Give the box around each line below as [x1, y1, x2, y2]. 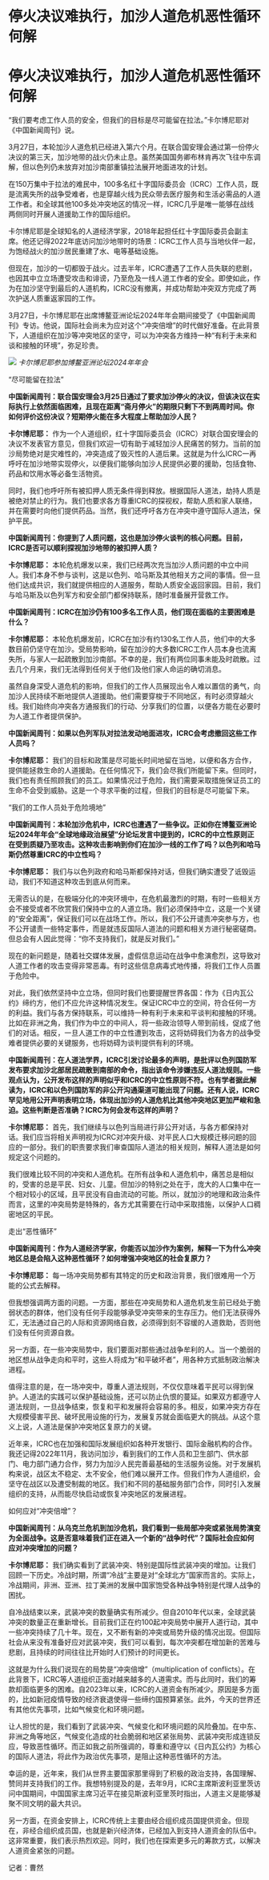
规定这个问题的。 [8, 1152, 65, 1162]
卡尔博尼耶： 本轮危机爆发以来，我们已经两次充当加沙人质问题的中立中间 [8, 560, 249, 570]
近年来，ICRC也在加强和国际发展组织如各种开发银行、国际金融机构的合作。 [8, 1439, 257, 1449]
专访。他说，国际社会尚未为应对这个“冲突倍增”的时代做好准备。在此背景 [22, 321, 260, 330]
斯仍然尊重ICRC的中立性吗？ [8, 850, 102, 859]
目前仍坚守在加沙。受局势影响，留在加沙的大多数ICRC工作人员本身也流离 [14, 645, 257, 654]
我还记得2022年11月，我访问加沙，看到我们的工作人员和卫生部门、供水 [8, 1449, 242, 1459]
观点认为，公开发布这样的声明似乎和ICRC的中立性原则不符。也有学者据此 [8, 1075, 250, 1085]
